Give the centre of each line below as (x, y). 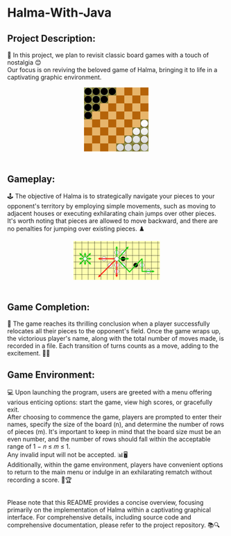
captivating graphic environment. (54, 77)
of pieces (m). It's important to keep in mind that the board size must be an (114, 431)
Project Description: (51, 39)
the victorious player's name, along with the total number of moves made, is (115, 338)
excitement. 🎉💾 (29, 353)
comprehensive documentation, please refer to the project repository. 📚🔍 (114, 525)
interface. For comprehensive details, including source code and (100, 517)
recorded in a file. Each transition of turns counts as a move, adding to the (113, 346)
